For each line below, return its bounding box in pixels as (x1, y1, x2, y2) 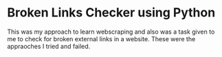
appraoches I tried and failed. (7, 42, 91, 50)
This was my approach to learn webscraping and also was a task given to (7, 27, 215, 36)
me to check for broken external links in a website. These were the (7, 34, 196, 43)
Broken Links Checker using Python (7, 5, 216, 21)
